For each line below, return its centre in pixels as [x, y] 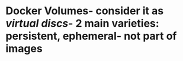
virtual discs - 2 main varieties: [82, 23]
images [24, 49]
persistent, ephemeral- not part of [91, 36]
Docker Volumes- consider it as [85, 11]
